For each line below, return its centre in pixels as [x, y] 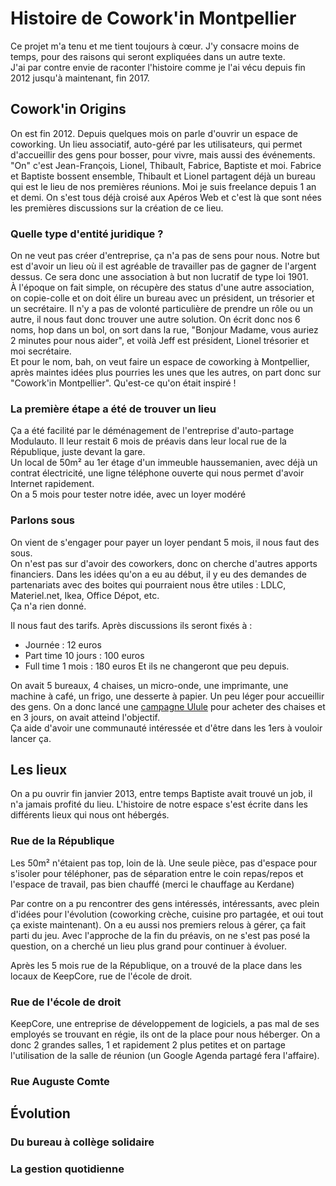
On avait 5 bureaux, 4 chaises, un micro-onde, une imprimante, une [149, 685]
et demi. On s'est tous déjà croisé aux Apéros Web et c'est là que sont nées [166, 197]
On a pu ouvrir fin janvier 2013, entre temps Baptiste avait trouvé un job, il [161, 794]
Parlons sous [43, 520]
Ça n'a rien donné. [48, 606]
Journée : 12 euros [63, 644]
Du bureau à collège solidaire [82, 1142]
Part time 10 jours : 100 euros [84, 655]
